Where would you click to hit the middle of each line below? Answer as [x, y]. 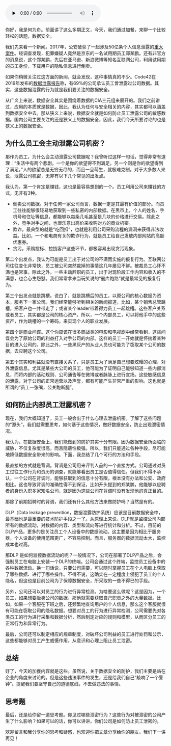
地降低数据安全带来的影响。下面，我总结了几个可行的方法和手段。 [74, 454]
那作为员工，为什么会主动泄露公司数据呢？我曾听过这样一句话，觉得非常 [81, 156]
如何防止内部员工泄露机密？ [49, 405]
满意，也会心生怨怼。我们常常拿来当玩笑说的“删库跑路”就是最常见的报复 [81, 278]
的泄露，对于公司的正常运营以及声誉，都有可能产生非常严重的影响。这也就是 [85, 381]
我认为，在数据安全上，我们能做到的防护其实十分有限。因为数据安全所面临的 [85, 442]
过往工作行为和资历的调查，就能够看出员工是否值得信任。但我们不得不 [83, 471]
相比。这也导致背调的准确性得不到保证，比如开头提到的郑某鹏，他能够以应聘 [85, 484]
